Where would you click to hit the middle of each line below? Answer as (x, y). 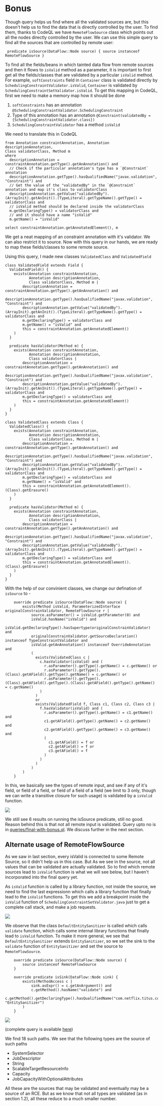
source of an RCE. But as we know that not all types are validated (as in (76, 1093)
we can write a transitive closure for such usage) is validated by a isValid (79, 795)
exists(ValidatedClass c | (63, 657)
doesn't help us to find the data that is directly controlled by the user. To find (81, 27)
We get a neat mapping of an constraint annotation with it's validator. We (78, 237)
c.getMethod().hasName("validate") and (71, 990)
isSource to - (18, 593)
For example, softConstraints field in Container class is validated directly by (81, 80)
